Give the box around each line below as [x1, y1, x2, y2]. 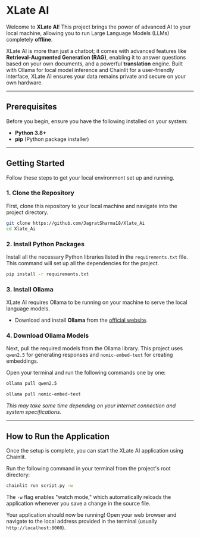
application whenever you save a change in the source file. [6, 500, 151, 507]
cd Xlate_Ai [6, 225, 36, 232]
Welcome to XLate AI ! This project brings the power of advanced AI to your [6, 23, 191, 30]
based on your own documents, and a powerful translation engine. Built [6, 60, 183, 67]
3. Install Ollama [6, 285, 54, 293]
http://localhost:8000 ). [6, 524, 66, 531]
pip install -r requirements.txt [6, 271, 89, 277]
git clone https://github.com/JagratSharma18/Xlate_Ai [6, 220, 145, 226]
